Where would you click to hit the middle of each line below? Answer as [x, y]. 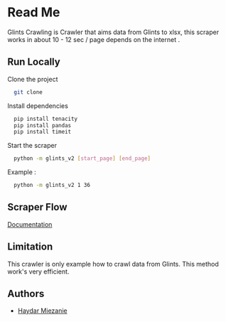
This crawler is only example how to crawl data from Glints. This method [113, 264]
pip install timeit [43, 132]
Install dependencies [38, 106]
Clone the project [33, 79]
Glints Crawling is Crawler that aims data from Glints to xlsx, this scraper [113, 32]
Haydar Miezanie [42, 311]
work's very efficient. [38, 272]
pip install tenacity [46, 119]
